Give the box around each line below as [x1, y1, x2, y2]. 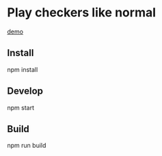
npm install [7, 65, 38, 73]
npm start [7, 103, 35, 112]
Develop [7, 86, 43, 97]
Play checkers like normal [7, 5, 156, 21]
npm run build [7, 142, 46, 150]
